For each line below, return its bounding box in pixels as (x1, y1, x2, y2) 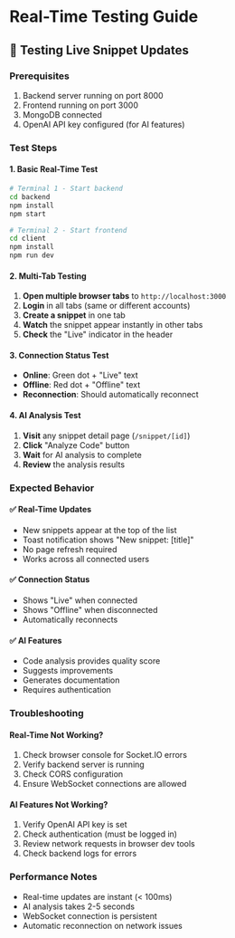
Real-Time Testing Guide (9, 6, 199, 27)
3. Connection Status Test (9, 349, 109, 360)
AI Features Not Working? (9, 799, 108, 809)
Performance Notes (9, 871, 98, 884)
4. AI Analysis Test (9, 410, 81, 420)
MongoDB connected (22, 109, 102, 120)
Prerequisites (9, 70, 70, 82)
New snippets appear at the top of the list (22, 524, 178, 535)
